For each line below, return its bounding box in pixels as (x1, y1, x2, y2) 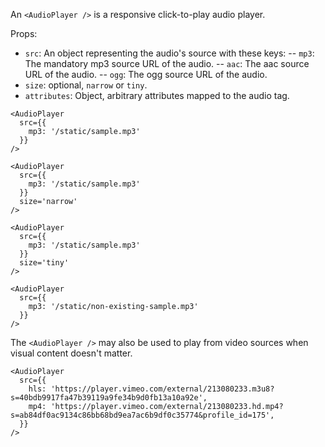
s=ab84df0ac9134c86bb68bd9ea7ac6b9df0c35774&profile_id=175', (10, 410, 275, 420)
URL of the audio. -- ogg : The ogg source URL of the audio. (24, 69, 268, 80)
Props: (10, 28, 38, 39)
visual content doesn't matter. (10, 347, 133, 359)
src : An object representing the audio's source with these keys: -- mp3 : (24, 47, 315, 59)
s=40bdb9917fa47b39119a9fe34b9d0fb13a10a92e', (10, 393, 208, 403)
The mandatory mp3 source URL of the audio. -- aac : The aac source (24, 58, 310, 69)
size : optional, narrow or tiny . (24, 79, 148, 91)
